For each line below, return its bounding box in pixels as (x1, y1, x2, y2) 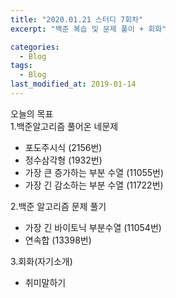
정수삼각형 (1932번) (24, 154, 103, 166)
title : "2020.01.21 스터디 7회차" (10, 14, 144, 25)
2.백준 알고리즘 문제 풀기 (10, 200, 107, 212)
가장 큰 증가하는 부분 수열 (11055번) (24, 166, 165, 178)
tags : (10, 61, 33, 71)
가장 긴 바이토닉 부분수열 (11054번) (24, 221, 162, 233)
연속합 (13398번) (24, 234, 92, 246)
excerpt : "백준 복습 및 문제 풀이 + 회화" (10, 24, 167, 34)
